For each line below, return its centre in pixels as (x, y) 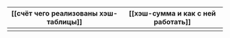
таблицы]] (65, 22)
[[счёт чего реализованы (54, 13)
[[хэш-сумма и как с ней (172, 13)
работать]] (172, 22)
